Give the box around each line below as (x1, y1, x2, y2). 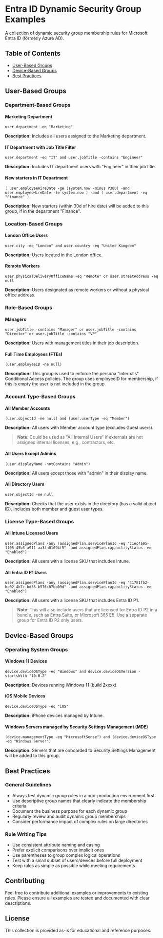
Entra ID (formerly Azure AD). (5, 35, 64, 41)
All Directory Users (5, 481, 45, 487)
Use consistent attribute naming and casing (12, 842, 100, 848)
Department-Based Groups (5, 102, 71, 109)
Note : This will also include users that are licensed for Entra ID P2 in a (17, 607, 158, 613)
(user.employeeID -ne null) (5, 362, 62, 367)
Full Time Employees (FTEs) (5, 351, 62, 357)
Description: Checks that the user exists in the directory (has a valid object (5, 500, 156, 507)
